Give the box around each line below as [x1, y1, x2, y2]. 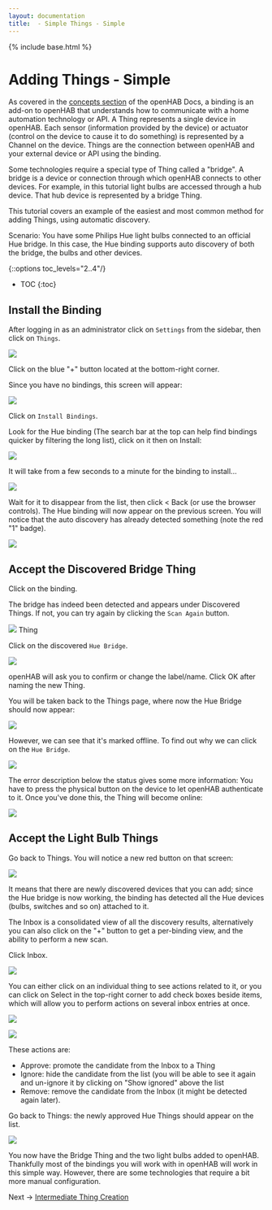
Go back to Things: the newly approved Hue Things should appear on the [8, 1111, 254, 1121]
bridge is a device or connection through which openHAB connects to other [8, 173, 261, 183]
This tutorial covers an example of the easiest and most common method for [8, 207, 264, 216]
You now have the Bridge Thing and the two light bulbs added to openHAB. [8, 1150, 260, 1160]
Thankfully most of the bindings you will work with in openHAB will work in [8, 1159, 258, 1169]
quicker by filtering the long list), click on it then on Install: [8, 436, 202, 446]
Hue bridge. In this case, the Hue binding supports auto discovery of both [8, 239, 255, 249]
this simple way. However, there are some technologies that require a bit [8, 1168, 250, 1177]
